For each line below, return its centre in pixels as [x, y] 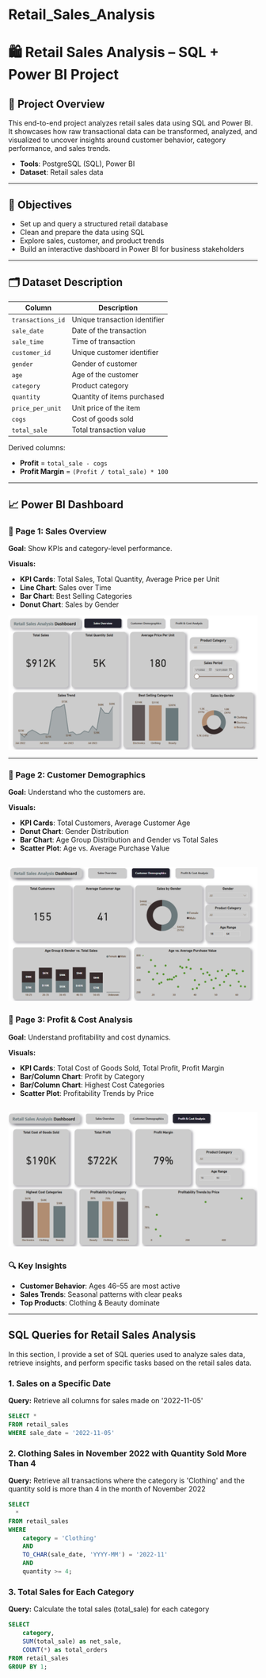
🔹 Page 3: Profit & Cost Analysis [70, 1020]
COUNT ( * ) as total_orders [65, 1649]
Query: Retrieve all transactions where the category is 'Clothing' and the [127, 1481]
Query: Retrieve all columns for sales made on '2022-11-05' [106, 1401]
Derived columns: [37, 447]
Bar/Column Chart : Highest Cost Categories [92, 1085]
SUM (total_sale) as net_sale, [72, 1641]
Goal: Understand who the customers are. [77, 793]
